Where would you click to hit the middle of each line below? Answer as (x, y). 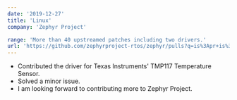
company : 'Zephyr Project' (47, 27)
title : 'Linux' (30, 20)
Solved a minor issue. (49, 81)
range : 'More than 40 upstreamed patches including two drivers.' (107, 39)
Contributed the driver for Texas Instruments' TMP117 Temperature (114, 66)
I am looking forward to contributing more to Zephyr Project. (105, 89)
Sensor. (29, 74)
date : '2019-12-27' (36, 14)
